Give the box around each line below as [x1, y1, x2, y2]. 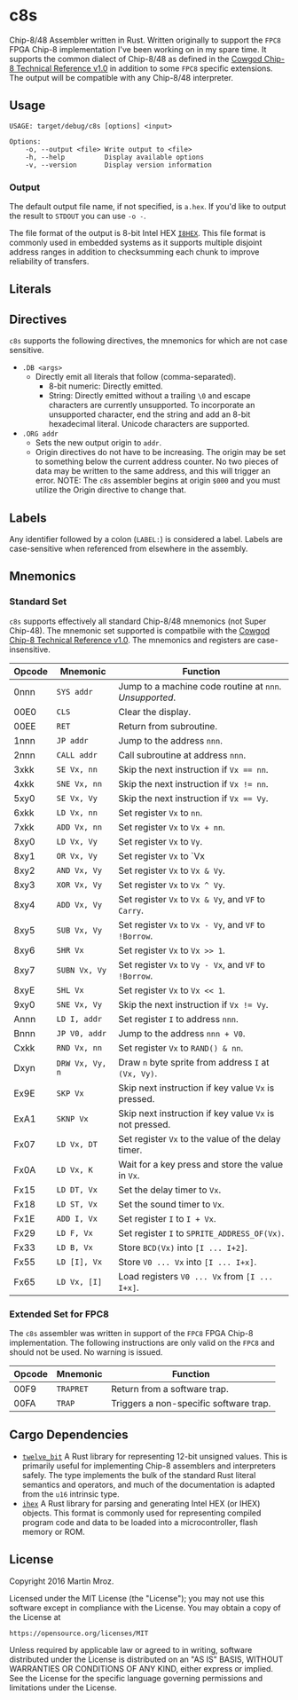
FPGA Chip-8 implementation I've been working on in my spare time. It [9, 43, 267, 54]
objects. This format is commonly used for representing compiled [21, 1507, 262, 1518]
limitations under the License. [9, 1682, 117, 1693]
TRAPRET [56, 1384, 89, 1394]
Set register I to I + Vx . [118, 1212, 216, 1224]
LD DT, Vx [56, 1184, 98, 1194]
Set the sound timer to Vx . [118, 1198, 224, 1210]
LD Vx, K [56, 1164, 93, 1175]
